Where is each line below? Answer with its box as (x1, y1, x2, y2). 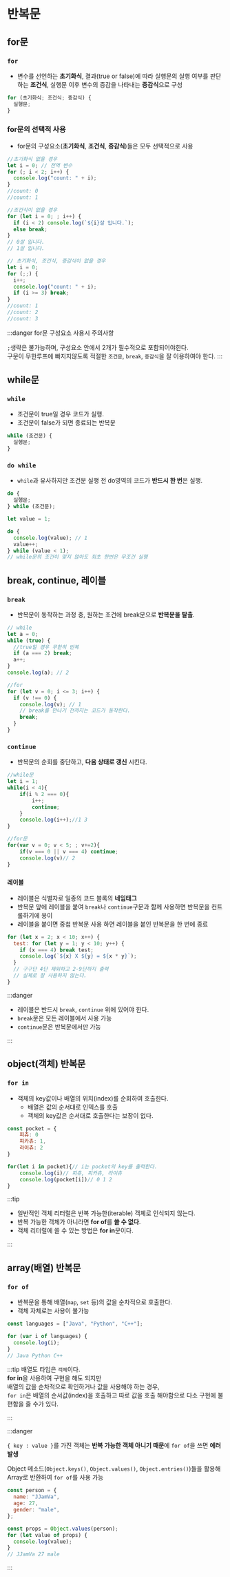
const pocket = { (7, 1125, 57, 1132)
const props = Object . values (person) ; (7, 1525, 118, 1532)
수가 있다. (32, 1400, 59, 1409)
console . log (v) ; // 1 (19, 701, 81, 708)
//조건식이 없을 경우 (7, 206, 58, 213)
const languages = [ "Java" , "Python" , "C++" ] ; (7, 1320, 143, 1328)
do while (7, 462, 36, 470)
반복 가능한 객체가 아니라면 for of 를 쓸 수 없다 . (17, 1218, 141, 1226)
